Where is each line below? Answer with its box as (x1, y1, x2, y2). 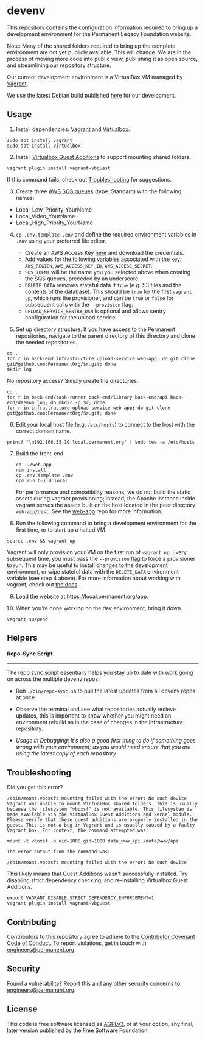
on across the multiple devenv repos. (7, 675, 100, 683)
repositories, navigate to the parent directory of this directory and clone (15, 332, 195, 339)
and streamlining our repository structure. (7, 62, 111, 69)
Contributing (7, 917, 57, 927)
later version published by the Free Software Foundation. (7, 1027, 150, 1034)
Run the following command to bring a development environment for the (15, 519, 196, 527)
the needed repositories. (15, 338, 78, 346)
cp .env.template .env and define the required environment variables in (15, 230, 197, 238)
